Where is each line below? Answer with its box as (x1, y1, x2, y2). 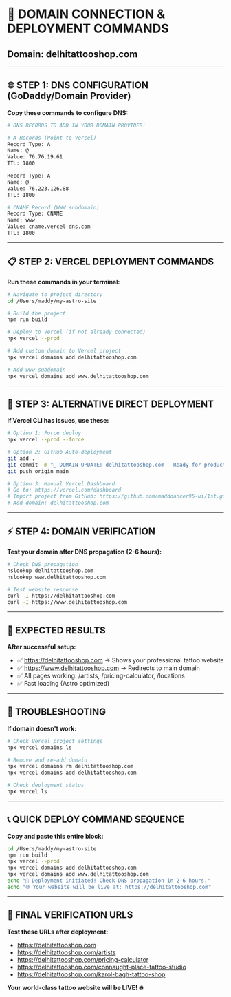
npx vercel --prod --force (7, 437, 85, 443)
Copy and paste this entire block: (7, 832, 104, 840)
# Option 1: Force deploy (7, 430, 81, 437)
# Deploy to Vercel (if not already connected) (7, 328, 146, 336)
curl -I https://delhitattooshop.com (7, 592, 115, 600)
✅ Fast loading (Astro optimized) (16, 679, 110, 687)
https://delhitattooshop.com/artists (16, 948, 116, 956)
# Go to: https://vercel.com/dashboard (7, 487, 122, 494)
